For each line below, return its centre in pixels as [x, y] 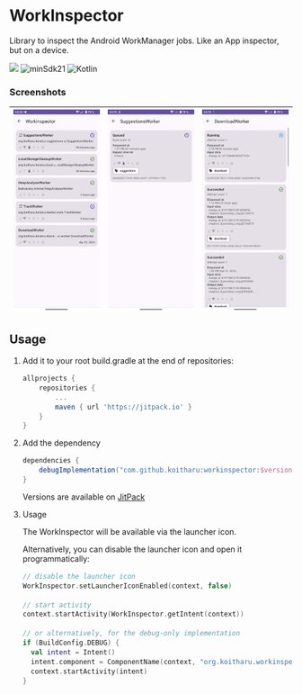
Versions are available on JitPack [84, 497]
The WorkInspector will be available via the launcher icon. [129, 531]
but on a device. [39, 50]
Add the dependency [61, 443]
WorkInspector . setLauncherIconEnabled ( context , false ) [127, 586]
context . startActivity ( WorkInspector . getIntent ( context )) [133, 614]
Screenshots [38, 92]
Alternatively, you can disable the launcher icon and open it [132, 549]
